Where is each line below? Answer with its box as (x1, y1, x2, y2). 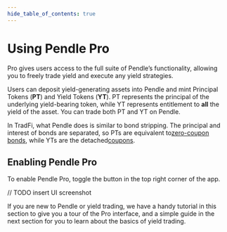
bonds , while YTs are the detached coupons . (7, 136, 136, 144)
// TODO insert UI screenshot (7, 188, 92, 197)
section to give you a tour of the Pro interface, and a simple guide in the (7, 210, 215, 218)
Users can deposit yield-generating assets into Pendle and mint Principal (7, 85, 219, 94)
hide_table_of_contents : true (7, 10, 96, 18)
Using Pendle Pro (7, 40, 110, 56)
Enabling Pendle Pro (7, 156, 97, 168)
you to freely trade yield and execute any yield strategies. (7, 71, 174, 79)
